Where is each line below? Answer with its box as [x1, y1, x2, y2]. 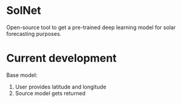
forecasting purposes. [6, 30, 62, 37]
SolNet [6, 4, 41, 18]
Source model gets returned [15, 89, 86, 97]
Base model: [6, 71, 38, 79]
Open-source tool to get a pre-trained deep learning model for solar [6, 24, 176, 31]
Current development [6, 51, 117, 65]
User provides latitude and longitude [15, 83, 107, 90]
